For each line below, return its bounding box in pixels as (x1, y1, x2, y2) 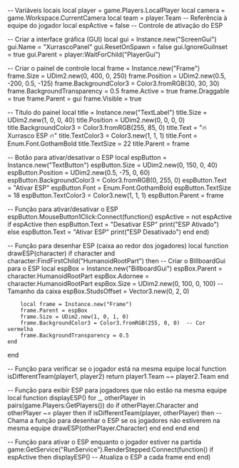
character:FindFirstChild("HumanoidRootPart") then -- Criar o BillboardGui (7, 257, 226, 265)
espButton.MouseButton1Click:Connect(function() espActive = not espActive (7, 213, 233, 220)
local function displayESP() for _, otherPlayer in (7, 394, 146, 402)
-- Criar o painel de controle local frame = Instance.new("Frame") (7, 64, 200, 72)
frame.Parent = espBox (20, 307, 88, 314)
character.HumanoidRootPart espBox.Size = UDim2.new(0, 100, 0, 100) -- (7, 280, 223, 288)
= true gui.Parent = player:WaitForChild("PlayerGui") (7, 50, 161, 58)
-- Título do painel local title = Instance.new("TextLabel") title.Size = (7, 108, 208, 116)
